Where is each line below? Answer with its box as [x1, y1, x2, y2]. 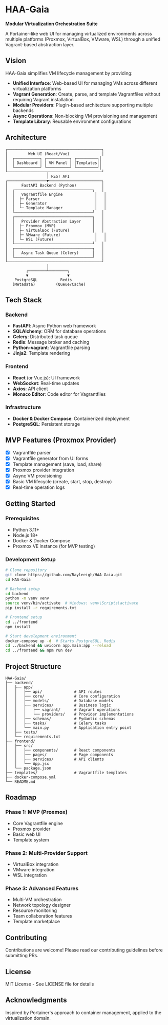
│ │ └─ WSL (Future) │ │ [5, 236, 107, 242]
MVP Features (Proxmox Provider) [5, 436, 117, 445]
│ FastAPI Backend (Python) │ [5, 182, 104, 188]
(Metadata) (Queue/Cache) [12, 282, 86, 287]
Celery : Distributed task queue [12, 334, 78, 340]
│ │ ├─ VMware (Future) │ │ [5, 232, 107, 237]
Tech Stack [5, 296, 42, 304]
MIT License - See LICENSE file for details [5, 981, 94, 987]
